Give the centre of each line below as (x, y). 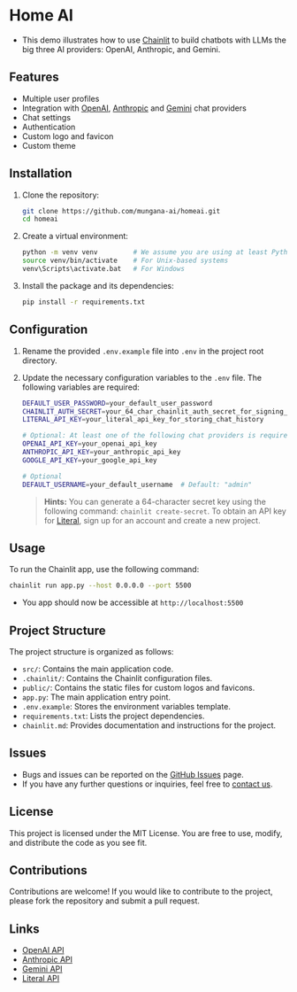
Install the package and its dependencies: (98, 285)
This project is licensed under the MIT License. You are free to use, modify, (146, 833)
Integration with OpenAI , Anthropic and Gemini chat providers (134, 108)
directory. (39, 360)
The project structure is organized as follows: (91, 651)
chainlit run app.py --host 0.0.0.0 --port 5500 (100, 585)
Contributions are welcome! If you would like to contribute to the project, (141, 892)
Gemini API (42, 969)
